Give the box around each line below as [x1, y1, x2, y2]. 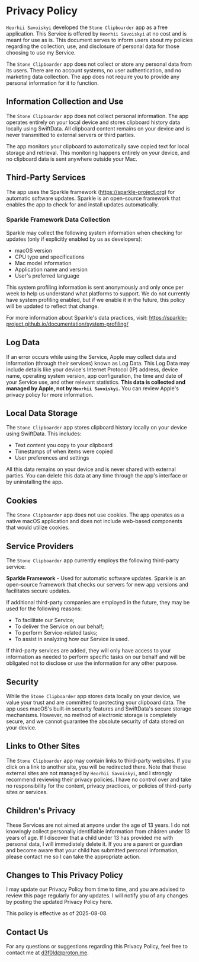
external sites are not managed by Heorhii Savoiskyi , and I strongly [6, 769, 172, 776]
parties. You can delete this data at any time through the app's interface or [6, 472, 188, 479]
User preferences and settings [14, 454, 89, 461]
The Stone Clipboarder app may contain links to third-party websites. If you [6, 757, 191, 764]
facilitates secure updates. [6, 587, 71, 594]
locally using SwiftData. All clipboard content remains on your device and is [6, 125, 190, 132]
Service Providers [6, 541, 74, 551]
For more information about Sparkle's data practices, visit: [6, 314, 148, 321]
